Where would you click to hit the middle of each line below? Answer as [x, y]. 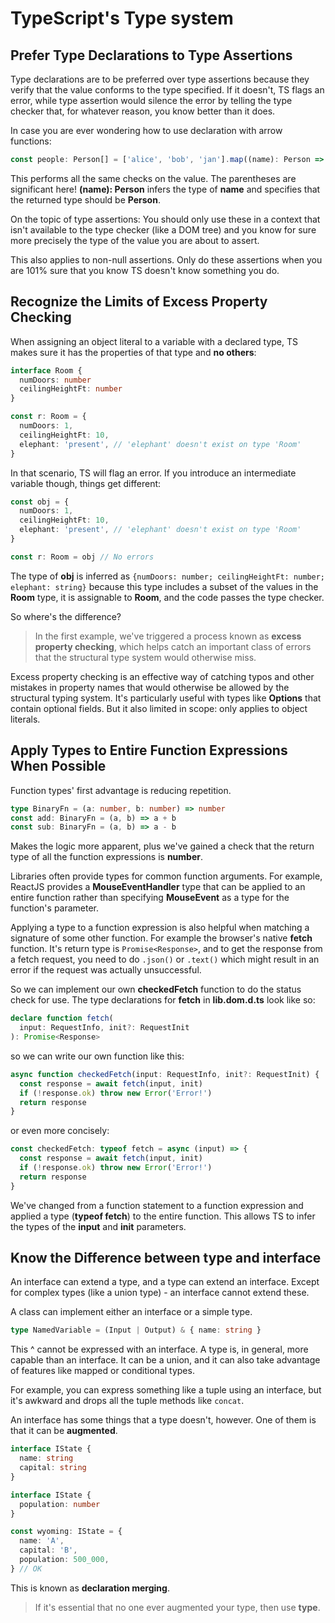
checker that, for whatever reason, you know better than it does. [143, 111]
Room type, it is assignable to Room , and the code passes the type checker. [167, 597]
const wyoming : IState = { [66, 1532]
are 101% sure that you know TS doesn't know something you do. [145, 270]
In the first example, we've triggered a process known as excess [168, 636]
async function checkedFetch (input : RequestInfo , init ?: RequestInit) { [165, 1074]
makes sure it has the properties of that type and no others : [133, 352]
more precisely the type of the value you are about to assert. [135, 240]
